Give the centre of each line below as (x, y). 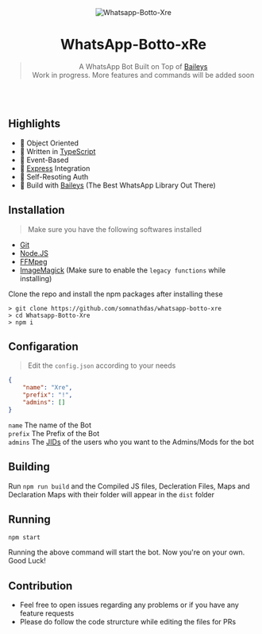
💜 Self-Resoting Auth (54, 176)
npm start (25, 538)
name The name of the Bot (50, 425)
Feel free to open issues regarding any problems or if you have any (129, 605)
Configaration (43, 346)
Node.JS (34, 253)
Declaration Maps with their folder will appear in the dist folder (112, 494)
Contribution (40, 586)
